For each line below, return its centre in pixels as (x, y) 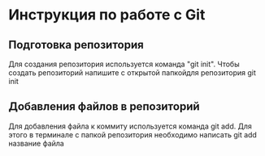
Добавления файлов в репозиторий (104, 107)
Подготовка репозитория (76, 45)
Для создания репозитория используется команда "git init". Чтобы (124, 64)
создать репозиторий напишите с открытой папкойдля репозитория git (132, 73)
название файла (37, 143)
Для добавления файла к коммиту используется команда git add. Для (130, 126)
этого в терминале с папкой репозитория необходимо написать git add (133, 134)
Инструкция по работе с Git (107, 15)
